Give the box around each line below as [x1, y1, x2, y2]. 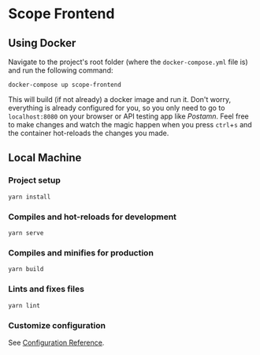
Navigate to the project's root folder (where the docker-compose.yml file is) [8, 57, 248, 66]
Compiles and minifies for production [8, 247, 154, 258]
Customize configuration [8, 319, 106, 330]
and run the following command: [8, 66, 113, 75]
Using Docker [8, 36, 76, 50]
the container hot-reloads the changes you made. [8, 128, 169, 138]
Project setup [8, 175, 61, 186]
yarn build [8, 266, 44, 274]
